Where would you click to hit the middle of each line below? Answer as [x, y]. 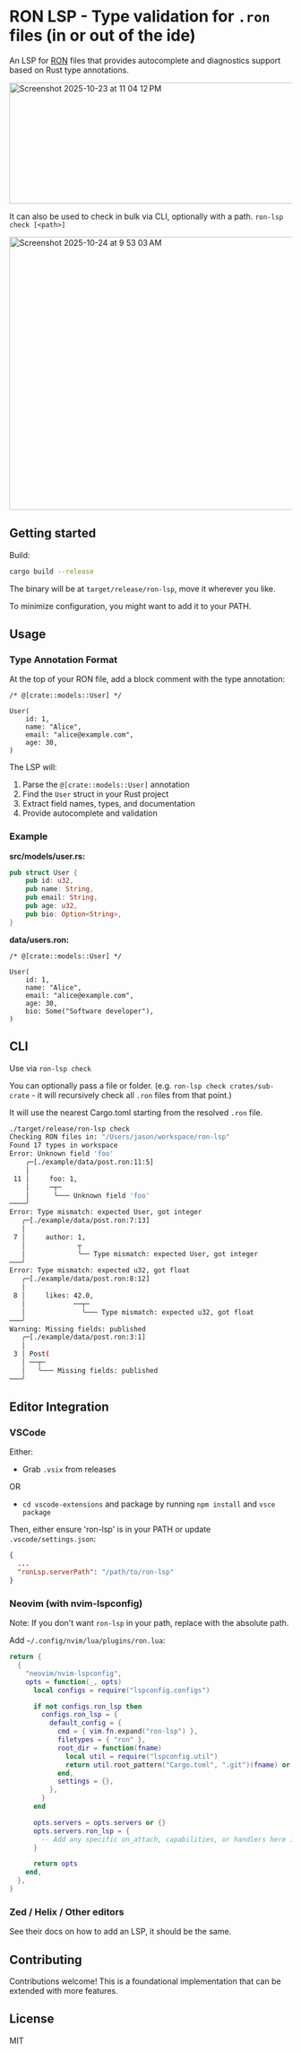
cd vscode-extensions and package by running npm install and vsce [149, 1504]
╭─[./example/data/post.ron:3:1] [83, 1337]
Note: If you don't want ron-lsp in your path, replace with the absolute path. [149, 1623]
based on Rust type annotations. [69, 70]
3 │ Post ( [31, 1354]
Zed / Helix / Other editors [67, 1911]
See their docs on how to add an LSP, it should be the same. [120, 1932]
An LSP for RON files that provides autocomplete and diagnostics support [145, 60]
